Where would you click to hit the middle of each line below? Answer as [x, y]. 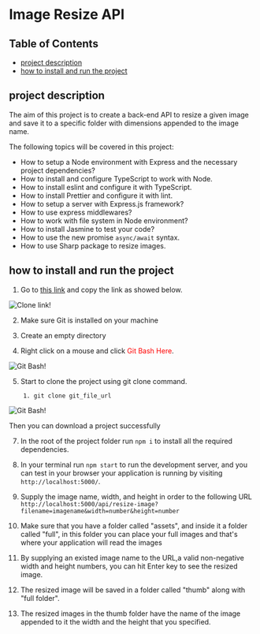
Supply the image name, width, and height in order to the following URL [136, 496]
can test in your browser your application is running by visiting [121, 473]
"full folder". [40, 598]
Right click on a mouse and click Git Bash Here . [97, 351]
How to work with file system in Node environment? [104, 220]
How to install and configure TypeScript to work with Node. [117, 178]
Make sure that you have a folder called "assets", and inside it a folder [134, 525]
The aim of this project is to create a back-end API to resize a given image [129, 114]
